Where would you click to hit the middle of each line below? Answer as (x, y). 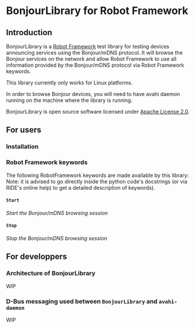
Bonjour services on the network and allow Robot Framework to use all (91, 59)
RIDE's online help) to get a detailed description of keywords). (81, 187)
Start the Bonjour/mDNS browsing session (57, 213)
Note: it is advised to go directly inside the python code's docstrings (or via (97, 181)
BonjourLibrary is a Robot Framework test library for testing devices (88, 46)
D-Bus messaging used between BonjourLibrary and (82, 301)
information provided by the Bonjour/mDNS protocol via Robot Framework (95, 65)
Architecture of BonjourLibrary (51, 274)
